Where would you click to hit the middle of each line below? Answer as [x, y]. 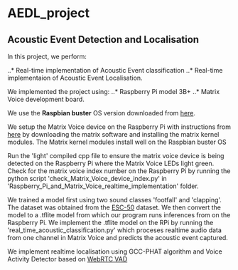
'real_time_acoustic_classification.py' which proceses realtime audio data [115, 230]
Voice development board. [46, 99]
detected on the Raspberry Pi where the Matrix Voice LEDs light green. [111, 163]
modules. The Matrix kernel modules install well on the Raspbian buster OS [117, 142]
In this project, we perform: [47, 56]
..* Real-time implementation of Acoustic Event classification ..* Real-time [115, 70]
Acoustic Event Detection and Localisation [103, 40]
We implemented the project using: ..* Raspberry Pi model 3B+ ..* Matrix [114, 92]
